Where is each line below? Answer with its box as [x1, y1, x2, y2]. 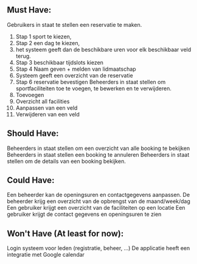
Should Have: [7, 128, 59, 139]
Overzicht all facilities [15, 98, 70, 105]
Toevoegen [15, 91, 44, 98]
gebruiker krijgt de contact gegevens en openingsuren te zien [7, 210, 162, 218]
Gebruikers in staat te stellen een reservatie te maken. [7, 21, 142, 28]
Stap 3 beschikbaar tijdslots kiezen [15, 59, 104, 66]
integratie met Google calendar [7, 251, 85, 259]
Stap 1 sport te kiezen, [15, 33, 72, 40]
